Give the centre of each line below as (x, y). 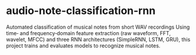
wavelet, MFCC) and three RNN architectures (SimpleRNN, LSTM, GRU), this (98, 39)
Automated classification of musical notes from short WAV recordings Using (98, 27)
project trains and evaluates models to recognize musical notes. (83, 46)
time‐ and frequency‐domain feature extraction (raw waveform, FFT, (89, 33)
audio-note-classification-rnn (81, 11)
